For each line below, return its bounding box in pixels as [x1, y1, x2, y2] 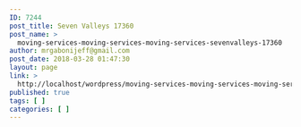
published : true [9, 88, 70, 97]
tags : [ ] [9, 96, 47, 106]
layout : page [9, 63, 58, 72]
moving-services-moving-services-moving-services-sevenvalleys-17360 [17, 38, 282, 47]
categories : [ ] [9, 105, 70, 114]
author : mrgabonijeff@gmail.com [9, 47, 130, 55]
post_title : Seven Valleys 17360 [9, 21, 134, 30]
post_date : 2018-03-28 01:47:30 [9, 55, 130, 63]
